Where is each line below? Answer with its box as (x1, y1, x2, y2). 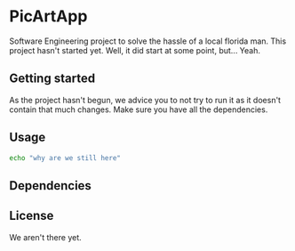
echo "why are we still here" (9, 153, 122, 162)
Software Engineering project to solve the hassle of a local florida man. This (9, 36, 287, 46)
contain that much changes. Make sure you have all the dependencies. (9, 104, 268, 115)
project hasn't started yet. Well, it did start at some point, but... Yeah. (9, 45, 260, 55)
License (9, 208, 54, 223)
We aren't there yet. (9, 231, 82, 242)
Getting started (9, 71, 96, 86)
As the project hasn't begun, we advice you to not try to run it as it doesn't (9, 94, 282, 105)
